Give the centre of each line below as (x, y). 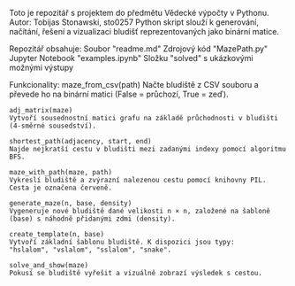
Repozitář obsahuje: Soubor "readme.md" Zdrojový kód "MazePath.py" (139, 49)
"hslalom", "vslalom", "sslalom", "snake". (91, 250)
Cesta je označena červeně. (61, 188)
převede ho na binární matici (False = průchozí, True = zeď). (119, 94)
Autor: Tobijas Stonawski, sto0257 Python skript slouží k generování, (134, 22)
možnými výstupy (41, 67)
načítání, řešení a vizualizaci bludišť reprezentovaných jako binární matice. (144, 31)
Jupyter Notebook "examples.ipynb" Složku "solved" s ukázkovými (131, 58)
